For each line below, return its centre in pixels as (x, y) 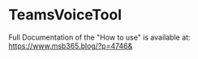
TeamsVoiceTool (65, 15)
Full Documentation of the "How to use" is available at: (99, 37)
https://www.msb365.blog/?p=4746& (71, 45)
